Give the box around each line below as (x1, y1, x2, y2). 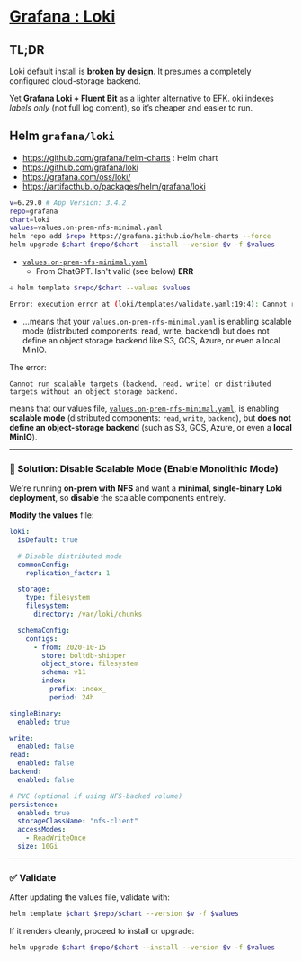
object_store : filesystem (41, 659, 139, 669)
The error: (9, 361, 47, 372)
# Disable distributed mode (17, 551, 123, 561)
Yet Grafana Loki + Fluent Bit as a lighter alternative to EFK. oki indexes (9, 93, 274, 103)
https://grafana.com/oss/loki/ (22, 171, 131, 182)
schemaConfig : (17, 626, 70, 635)
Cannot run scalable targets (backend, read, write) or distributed (9, 379, 271, 388)
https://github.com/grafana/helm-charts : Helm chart (22, 152, 218, 163)
